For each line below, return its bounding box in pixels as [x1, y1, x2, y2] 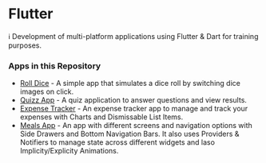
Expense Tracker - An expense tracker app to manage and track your [19, 104, 248, 114]
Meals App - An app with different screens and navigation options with [19, 121, 253, 130]
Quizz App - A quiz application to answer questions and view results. [19, 95, 248, 105]
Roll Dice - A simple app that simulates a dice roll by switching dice [19, 79, 241, 88]
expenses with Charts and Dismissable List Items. [19, 112, 184, 122]
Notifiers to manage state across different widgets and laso [19, 138, 216, 147]
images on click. [19, 87, 74, 96]
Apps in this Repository [8, 60, 101, 72]
